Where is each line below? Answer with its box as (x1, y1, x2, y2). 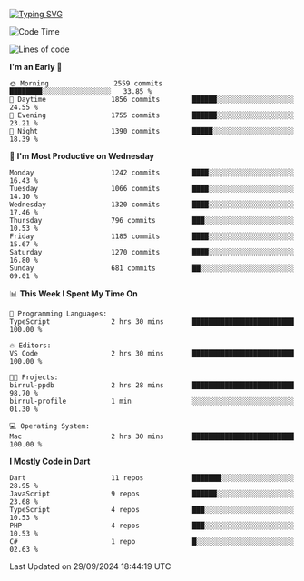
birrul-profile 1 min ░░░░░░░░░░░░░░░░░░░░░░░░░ (9, 396, 295, 406)
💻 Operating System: (9, 422, 91, 431)
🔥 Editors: (9, 341, 52, 350)
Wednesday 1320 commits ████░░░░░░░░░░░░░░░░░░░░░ (9, 200, 295, 209)
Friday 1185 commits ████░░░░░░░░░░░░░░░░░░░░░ (9, 232, 295, 241)
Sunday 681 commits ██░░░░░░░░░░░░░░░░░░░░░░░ (9, 264, 295, 273)
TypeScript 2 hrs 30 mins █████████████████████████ (9, 317, 295, 326)
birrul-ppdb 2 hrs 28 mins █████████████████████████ (9, 381, 295, 390)
